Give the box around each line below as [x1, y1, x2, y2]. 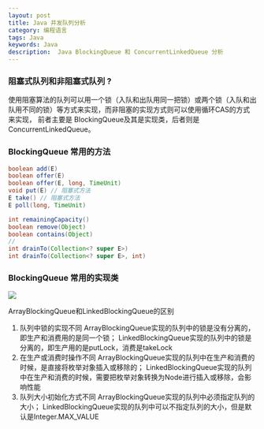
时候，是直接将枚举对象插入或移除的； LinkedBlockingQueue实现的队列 [19, 363, 252, 372]
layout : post [8, 11, 51, 20]
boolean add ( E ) [8, 165, 58, 173]
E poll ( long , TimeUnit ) [8, 201, 87, 209]
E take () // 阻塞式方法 [8, 194, 80, 202]
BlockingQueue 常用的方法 [8, 147, 111, 158]
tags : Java [8, 33, 44, 42]
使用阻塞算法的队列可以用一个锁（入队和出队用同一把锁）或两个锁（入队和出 [8, 95, 257, 105]
